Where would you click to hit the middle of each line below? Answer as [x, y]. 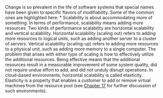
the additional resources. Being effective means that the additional [73, 59]
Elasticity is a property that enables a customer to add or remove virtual [78, 80]
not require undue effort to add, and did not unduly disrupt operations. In [79, 70]
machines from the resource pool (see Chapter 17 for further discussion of [81, 85]
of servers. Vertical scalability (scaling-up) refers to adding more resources [82, 44]
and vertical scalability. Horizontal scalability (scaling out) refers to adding [81, 33]
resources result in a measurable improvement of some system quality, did [81, 65]
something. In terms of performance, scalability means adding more [74, 23]
